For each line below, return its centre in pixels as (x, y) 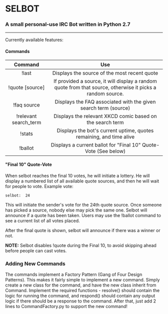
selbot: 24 (17, 195)
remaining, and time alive (105, 136)
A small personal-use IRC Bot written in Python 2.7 (68, 24)
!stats (26, 133)
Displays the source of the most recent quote (105, 73)
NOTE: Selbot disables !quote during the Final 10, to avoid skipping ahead (81, 245)
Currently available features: (34, 40)
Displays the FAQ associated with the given (105, 101)
